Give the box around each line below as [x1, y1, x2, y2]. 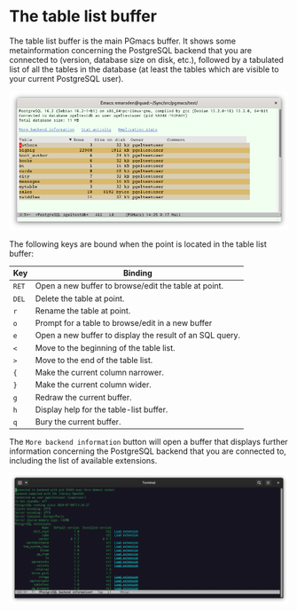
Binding [122, 268, 152, 279]
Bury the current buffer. [35, 417, 121, 427]
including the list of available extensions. [9, 455, 158, 465]
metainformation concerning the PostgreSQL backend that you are [9, 44, 253, 55]
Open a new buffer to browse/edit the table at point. [35, 281, 224, 291]
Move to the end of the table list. [35, 354, 153, 365]
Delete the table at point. [35, 293, 125, 304]
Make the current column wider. [35, 379, 152, 390]
